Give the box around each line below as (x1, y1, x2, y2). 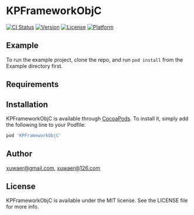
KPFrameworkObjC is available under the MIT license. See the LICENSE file (6, 197, 188, 204)
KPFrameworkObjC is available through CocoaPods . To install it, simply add (6, 115, 189, 122)
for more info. (6, 203, 39, 210)
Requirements (6, 79, 59, 89)
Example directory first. (6, 62, 63, 69)
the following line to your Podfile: (6, 121, 86, 128)
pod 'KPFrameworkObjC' (6, 132, 62, 139)
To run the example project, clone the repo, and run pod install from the (6, 56, 183, 63)
